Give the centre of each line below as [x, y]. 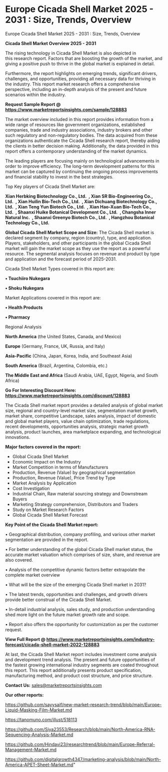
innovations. [18, 437]
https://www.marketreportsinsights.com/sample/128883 [66, 109]
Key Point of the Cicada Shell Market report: [52, 524]
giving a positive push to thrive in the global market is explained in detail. [80, 63]
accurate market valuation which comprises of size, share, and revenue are [83, 554]
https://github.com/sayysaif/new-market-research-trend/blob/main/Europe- [83, 704]
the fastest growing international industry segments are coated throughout [82, 665]
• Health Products [24, 307]
